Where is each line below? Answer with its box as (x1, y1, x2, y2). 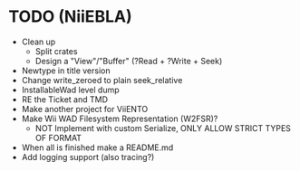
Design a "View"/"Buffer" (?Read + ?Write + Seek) (34, 55, 223, 66)
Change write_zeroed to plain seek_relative (21, 74, 183, 85)
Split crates (34, 45, 78, 56)
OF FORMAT (34, 132, 82, 143)
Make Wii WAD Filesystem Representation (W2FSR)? (21, 113, 218, 124)
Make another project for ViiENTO (21, 103, 149, 114)
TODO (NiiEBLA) (8, 6, 132, 27)
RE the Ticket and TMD (21, 93, 109, 105)
